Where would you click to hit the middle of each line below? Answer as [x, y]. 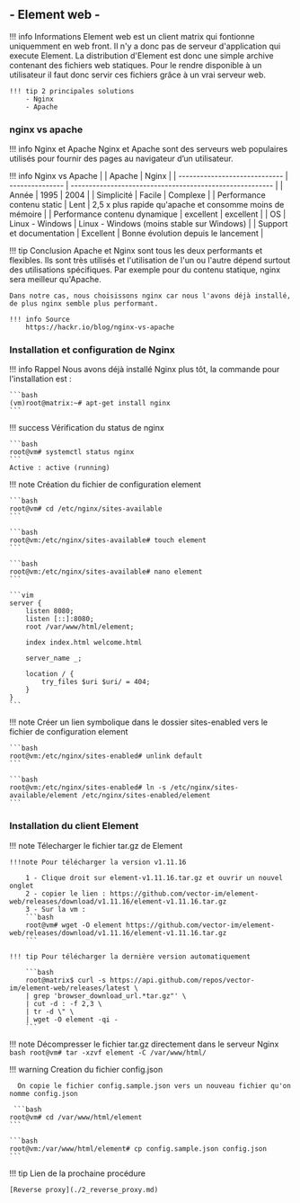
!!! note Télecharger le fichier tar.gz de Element [96, 845]
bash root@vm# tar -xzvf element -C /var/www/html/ [108, 1052]
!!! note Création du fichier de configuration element [106, 485]
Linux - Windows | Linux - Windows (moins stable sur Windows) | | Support [149, 224]
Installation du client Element [74, 826]
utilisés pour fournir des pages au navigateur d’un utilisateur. [121, 159]
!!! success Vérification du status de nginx [87, 428]
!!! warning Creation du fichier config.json [86, 1069]
